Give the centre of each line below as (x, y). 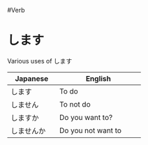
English (98, 78)
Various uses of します (40, 61)
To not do (75, 104)
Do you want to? (86, 117)
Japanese (32, 78)
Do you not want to (90, 130)
